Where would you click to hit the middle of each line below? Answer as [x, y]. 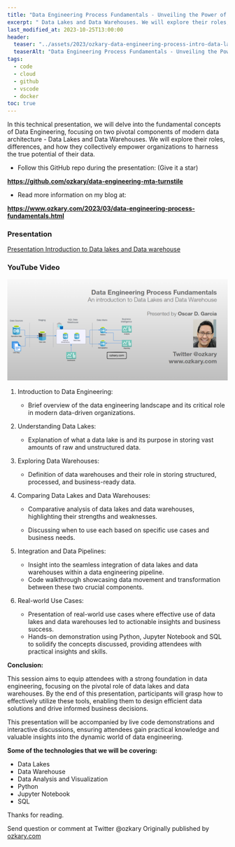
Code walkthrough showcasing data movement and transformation [124, 580]
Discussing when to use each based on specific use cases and [119, 530]
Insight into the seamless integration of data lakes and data [113, 565]
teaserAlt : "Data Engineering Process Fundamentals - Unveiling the [115, 52]
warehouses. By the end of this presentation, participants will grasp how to [115, 693]
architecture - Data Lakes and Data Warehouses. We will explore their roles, [116, 140]
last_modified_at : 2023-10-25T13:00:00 [65, 29]
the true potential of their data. [51, 154]
